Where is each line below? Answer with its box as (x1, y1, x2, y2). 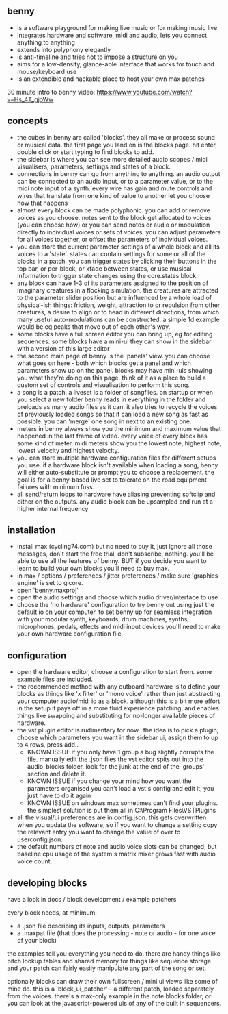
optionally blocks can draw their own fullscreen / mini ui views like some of (7, 978, 218, 986)
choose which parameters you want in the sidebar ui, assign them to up (16, 733, 218, 742)
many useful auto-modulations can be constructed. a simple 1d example (16, 315, 220, 323)
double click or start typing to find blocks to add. (16, 147, 154, 156)
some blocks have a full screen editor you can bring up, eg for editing (16, 330, 213, 338)
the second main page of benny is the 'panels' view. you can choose (16, 351, 210, 360)
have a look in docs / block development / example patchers (7, 895, 177, 904)
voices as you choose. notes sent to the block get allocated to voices (16, 213, 212, 221)
